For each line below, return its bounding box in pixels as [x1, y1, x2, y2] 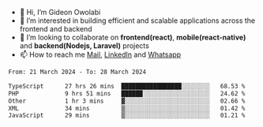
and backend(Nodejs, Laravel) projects [19, 41, 150, 50]
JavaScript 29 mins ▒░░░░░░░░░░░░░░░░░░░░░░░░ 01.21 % [8, 111, 246, 120]
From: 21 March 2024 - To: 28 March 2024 [8, 68, 147, 76]
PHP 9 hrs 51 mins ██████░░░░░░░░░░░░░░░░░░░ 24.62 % [8, 89, 246, 98]
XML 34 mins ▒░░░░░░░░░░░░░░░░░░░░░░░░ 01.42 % [8, 104, 246, 112]
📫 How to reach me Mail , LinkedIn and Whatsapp [19, 50, 182, 59]
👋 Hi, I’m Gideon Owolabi [19, 8, 101, 17]
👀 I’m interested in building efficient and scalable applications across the [19, 16, 256, 25]
